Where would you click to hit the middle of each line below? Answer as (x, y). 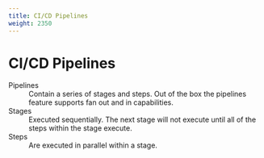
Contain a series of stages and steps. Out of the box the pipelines (138, 94)
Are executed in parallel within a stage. (93, 145)
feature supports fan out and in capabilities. (101, 102)
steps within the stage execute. (80, 128)
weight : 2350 (30, 23)
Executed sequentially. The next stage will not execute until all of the (142, 120)
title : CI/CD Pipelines (48, 16)
